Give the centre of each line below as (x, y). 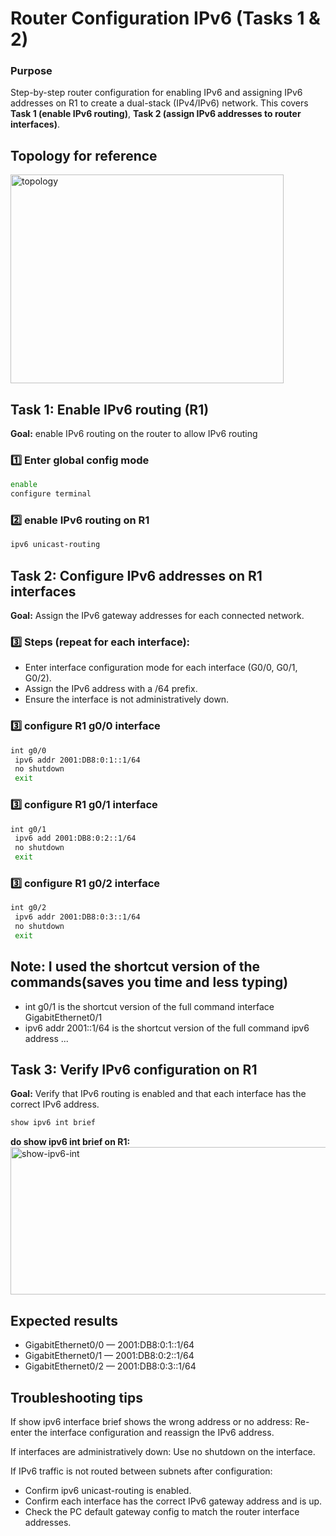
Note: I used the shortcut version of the (135, 967)
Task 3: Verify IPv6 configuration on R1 (134, 1070)
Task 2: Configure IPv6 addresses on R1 (136, 575)
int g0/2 (28, 908)
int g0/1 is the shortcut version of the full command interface (149, 1006)
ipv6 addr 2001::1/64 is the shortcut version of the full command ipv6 (167, 1028)
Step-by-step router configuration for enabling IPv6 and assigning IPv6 (156, 93)
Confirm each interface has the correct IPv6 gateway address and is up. (173, 1501)
